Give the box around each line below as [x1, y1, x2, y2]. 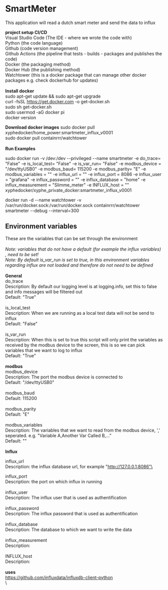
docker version [5, 114, 36, 120]
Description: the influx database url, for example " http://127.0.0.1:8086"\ [5, 463, 153, 469]
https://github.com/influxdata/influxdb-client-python [5, 574, 113, 580]
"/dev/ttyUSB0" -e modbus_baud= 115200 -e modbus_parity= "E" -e [5, 166, 146, 172]
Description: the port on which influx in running [5, 478, 102, 484]
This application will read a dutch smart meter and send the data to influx [5, 20, 156, 26]
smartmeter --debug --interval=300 [5, 208, 79, 214]
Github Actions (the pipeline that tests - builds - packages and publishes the [5, 51, 162, 57]
